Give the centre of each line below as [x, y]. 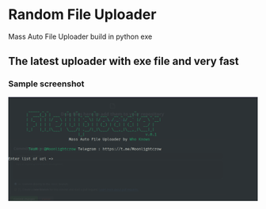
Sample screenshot [46, 84]
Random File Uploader [82, 15]
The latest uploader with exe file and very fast [123, 61]
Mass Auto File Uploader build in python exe [80, 36]
